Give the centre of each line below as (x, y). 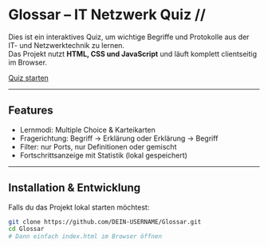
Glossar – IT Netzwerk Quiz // (107, 15)
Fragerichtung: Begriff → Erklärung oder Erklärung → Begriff (119, 138)
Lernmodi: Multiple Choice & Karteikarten (87, 129)
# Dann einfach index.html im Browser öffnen (85, 237)
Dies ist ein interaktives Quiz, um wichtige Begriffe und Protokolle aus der (129, 37)
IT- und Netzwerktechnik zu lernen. (67, 45)
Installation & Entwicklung (75, 188)
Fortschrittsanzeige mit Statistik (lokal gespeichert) (103, 155)
